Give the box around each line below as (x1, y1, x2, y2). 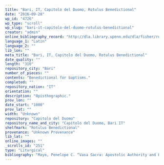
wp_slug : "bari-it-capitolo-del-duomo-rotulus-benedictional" (5, 25, 134, 30)
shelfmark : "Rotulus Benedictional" (5, 125, 80, 130)
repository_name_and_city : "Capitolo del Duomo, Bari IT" (5, 121, 125, 125)
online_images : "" (5, 139, 42, 144)
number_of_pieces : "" (5, 71, 49, 76)
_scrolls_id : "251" (5, 144, 45, 148)
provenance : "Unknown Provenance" (5, 130, 76, 135)
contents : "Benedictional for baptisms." (5, 75, 91, 80)
